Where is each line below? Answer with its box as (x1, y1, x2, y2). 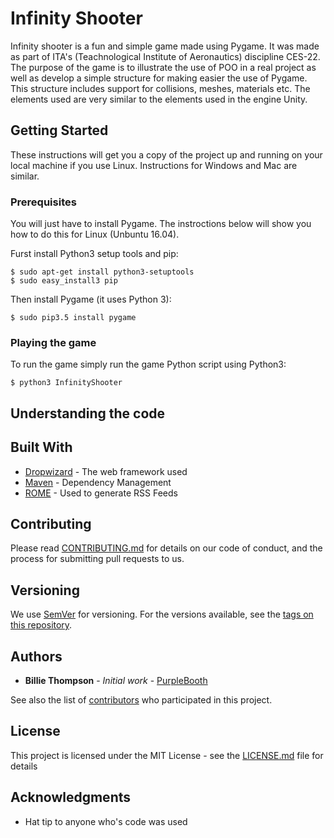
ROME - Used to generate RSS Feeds (24, 487, 178, 499)
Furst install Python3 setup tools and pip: (10, 248, 179, 260)
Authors (10, 648, 63, 665)
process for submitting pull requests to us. (10, 553, 185, 565)
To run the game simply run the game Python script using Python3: (10, 358, 287, 371)
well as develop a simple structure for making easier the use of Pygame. (10, 72, 308, 84)
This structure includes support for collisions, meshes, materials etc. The (10, 82, 311, 94)
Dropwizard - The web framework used (24, 465, 188, 477)
